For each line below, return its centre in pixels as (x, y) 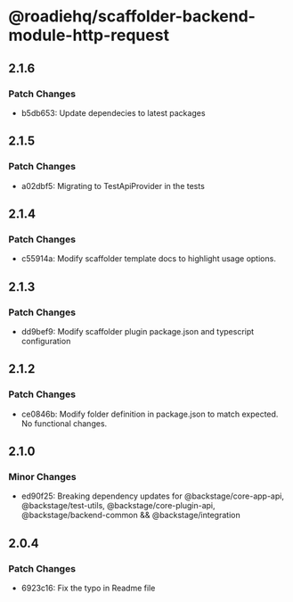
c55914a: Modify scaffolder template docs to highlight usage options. (149, 259)
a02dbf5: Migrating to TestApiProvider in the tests (113, 186)
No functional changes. (64, 423)
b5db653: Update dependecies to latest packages (113, 112)
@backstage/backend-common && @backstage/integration (131, 515)
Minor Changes (42, 476)
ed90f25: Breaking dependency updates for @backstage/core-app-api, (152, 496)
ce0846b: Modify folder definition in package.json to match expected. (150, 414)
